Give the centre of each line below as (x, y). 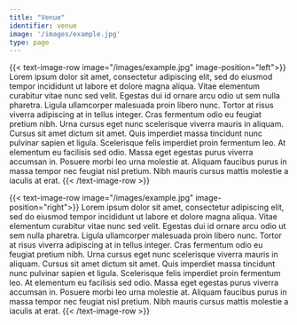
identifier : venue (43, 26)
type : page (29, 42)
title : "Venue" (37, 17)
